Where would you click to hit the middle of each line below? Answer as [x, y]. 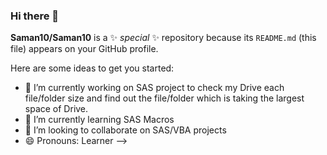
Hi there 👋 [35, 16]
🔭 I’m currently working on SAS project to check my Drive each [154, 88]
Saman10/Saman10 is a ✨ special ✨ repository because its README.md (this [163, 38]
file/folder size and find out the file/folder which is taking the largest [164, 98]
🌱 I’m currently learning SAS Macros [99, 120]
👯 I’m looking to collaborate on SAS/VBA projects [125, 130]
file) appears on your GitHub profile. [84, 49]
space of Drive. [56, 109]
